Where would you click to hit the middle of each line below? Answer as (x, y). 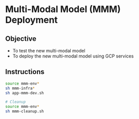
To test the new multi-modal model (49, 51)
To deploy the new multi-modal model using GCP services (73, 56)
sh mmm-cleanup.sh (25, 111)
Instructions (25, 72)
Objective (21, 39)
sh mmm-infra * (20, 88)
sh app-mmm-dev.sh (25, 93)
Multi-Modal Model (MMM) (63, 9)
